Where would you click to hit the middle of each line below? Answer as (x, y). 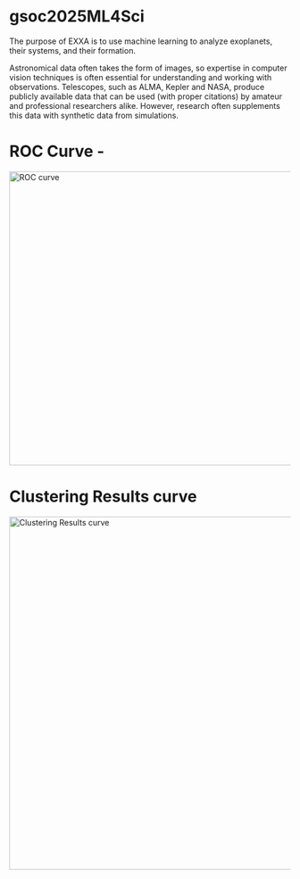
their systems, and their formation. (73, 50)
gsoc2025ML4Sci (77, 17)
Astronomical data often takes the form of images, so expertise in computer (148, 68)
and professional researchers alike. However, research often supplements (145, 105)
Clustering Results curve (103, 497)
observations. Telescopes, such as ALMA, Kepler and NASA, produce (137, 87)
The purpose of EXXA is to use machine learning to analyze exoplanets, (141, 41)
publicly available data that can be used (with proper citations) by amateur (146, 96)
